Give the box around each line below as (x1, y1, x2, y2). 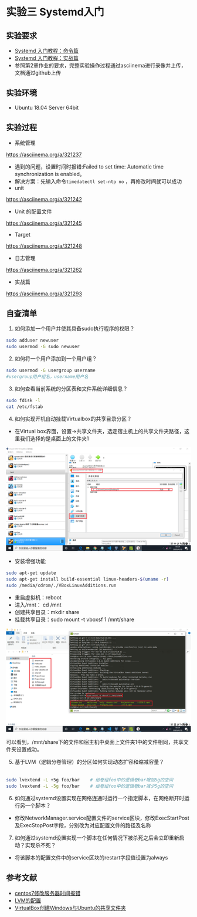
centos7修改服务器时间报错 (14, 889, 81, 896)
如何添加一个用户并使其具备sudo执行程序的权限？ (14, 325, 135, 332)
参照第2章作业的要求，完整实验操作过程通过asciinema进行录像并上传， (14, 62, 186, 69)
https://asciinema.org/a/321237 (6, 151, 82, 158)
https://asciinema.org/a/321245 (6, 220, 82, 227)
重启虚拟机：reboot (14, 594, 62, 601)
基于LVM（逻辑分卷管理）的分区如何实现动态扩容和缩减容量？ (14, 758, 165, 766)
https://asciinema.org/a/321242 (6, 195, 82, 203)
